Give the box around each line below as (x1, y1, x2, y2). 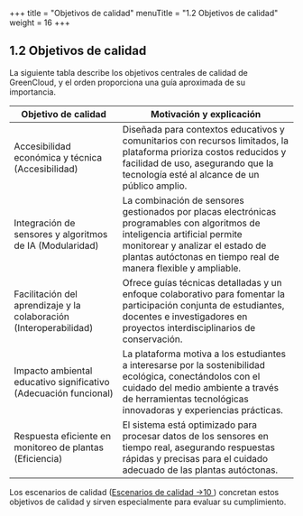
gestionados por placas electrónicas (122, 205, 277, 217)
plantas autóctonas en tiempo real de (122, 250, 280, 263)
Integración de (14, 217, 76, 229)
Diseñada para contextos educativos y (122, 123, 286, 135)
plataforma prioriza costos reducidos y (122, 145, 287, 158)
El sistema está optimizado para (122, 419, 257, 431)
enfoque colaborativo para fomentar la (122, 288, 286, 300)
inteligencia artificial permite (122, 227, 243, 240)
